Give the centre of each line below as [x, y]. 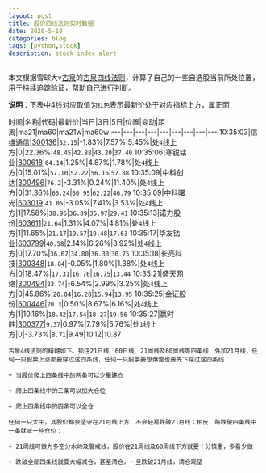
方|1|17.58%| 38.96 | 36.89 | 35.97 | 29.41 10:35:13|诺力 [91, 213]
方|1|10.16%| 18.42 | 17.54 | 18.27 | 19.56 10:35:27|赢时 [91, 314]
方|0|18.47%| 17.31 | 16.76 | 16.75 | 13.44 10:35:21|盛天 [93, 273]
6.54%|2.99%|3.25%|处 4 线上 [119, 283]
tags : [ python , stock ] [45, 46]
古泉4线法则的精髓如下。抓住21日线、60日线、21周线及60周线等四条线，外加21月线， [130, 351]
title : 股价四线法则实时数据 [51, 23]
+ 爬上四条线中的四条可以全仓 [51, 407]
